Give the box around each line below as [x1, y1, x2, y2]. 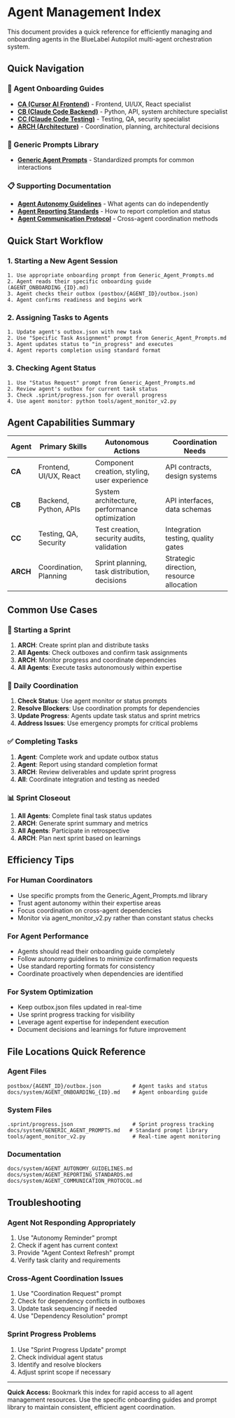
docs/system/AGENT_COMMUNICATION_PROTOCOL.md [7, 1177, 142, 1185]
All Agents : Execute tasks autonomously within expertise [17, 663, 183, 671]
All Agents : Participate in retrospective [17, 826, 130, 835]
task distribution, [94, 566, 150, 576]
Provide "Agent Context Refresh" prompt [17, 1249, 135, 1257]
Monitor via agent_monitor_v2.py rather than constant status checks [17, 913, 214, 922]
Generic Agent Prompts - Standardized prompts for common [17, 155, 194, 164]
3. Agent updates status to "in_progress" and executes [7, 341, 173, 348]
